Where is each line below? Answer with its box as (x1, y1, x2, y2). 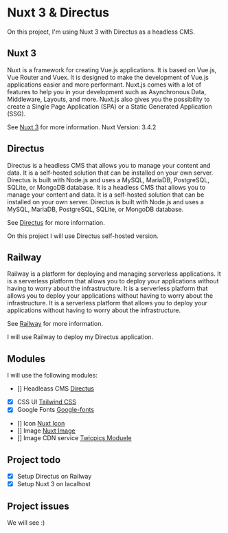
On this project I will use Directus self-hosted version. (7, 232, 159, 240)
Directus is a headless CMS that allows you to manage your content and (7, 161, 211, 169)
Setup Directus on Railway (16, 472, 92, 481)
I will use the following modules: (7, 371, 98, 380)
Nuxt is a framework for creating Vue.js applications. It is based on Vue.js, (7, 65, 217, 74)
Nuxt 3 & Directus (7, 5, 110, 21)
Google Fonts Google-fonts (16, 406, 95, 414)
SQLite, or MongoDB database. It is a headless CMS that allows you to (7, 183, 206, 191)
